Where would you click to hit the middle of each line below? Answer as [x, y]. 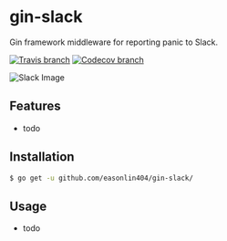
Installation [42, 157]
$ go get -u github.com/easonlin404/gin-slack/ [102, 178]
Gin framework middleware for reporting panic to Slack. [114, 42]
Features [35, 106]
